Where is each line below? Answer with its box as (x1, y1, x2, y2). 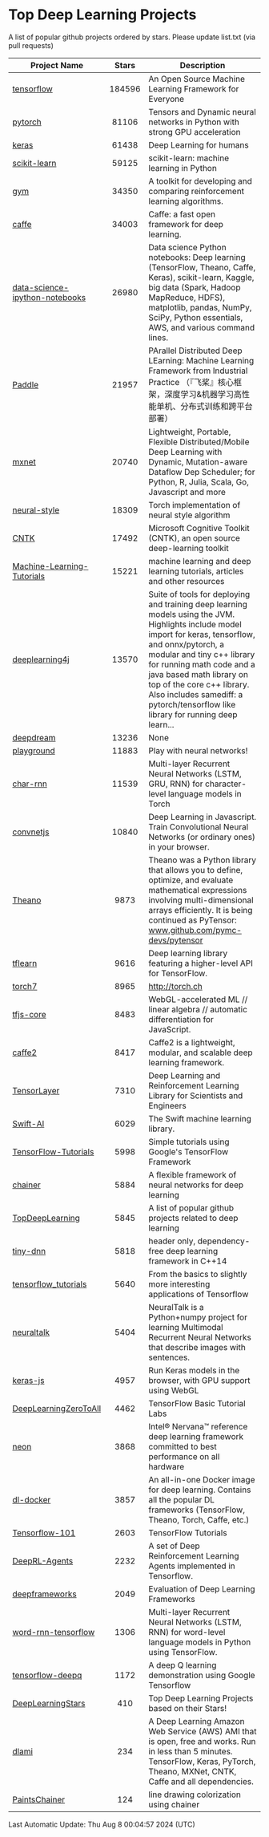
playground (12, 744, 55, 756)
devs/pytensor (148, 935, 203, 946)
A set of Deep (148, 1540, 200, 1551)
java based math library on (148, 668, 248, 679)
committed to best (148, 1441, 218, 1452)
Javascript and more (148, 486, 227, 497)
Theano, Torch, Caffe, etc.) (148, 1514, 250, 1525)
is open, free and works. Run (148, 1735, 256, 1746)
